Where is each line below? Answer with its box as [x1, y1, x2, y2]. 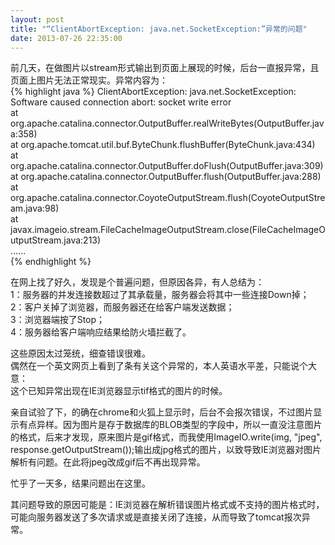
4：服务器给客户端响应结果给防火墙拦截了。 [10, 326, 192, 338]
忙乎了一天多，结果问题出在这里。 [10, 477, 151, 490]
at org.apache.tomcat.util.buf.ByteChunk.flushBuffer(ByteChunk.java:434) [10, 139, 316, 151]
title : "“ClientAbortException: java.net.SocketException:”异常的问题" [10, 24, 308, 34]
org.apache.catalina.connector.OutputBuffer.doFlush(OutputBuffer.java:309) [10, 160, 324, 172]
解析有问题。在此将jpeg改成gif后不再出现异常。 [10, 456, 206, 468]
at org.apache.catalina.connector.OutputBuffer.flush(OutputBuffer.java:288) [10, 171, 322, 183]
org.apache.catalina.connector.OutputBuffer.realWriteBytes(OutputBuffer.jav [10, 117, 325, 130]
